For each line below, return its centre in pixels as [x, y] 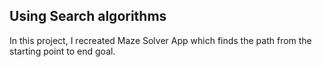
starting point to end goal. [62, 51]
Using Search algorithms [88, 16]
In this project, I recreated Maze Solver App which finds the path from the [160, 40]
